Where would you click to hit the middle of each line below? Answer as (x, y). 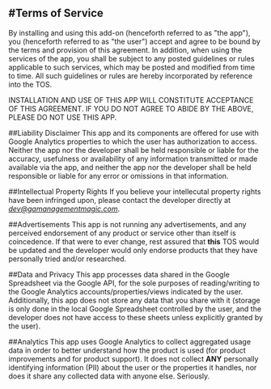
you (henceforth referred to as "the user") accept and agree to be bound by (135, 41)
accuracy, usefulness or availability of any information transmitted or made (133, 159)
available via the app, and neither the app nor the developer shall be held (130, 167)
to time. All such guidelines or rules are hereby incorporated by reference (131, 75)
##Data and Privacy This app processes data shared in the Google (119, 274)
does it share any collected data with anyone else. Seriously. (109, 376)
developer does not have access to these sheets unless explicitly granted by (136, 317)
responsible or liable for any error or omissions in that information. (119, 175)
